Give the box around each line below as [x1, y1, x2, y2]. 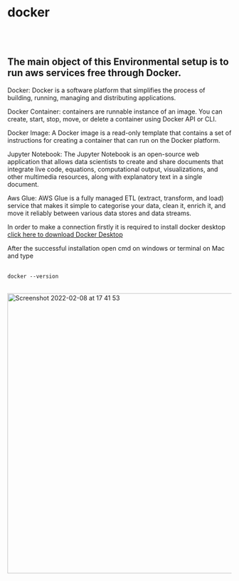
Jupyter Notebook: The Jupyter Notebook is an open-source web [7, 150, 200, 158]
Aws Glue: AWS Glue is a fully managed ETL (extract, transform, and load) [7, 193, 224, 202]
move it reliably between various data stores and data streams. [7, 209, 192, 217]
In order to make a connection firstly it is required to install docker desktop [7, 222, 226, 231]
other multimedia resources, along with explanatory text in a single [7, 172, 203, 181]
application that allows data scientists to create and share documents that [7, 157, 224, 165]
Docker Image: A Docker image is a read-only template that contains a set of [7, 129, 232, 137]
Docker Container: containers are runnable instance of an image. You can [7, 107, 223, 116]
